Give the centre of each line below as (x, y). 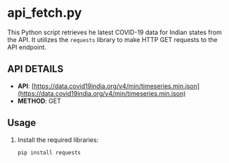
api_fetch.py (45, 13)
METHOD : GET (39, 101)
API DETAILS (35, 69)
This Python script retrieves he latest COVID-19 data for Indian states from (115, 32)
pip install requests (49, 153)
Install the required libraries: (58, 140)
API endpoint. (27, 47)
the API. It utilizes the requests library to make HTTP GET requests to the (112, 39)
